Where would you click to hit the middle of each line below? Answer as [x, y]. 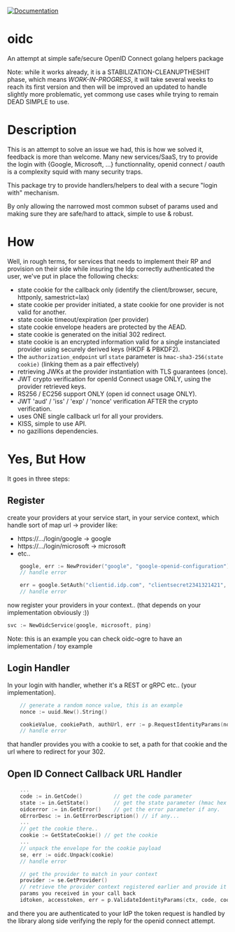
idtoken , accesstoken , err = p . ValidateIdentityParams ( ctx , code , [119, 900]
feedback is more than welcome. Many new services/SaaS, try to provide [113, 157]
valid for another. [42, 312]
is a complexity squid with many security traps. [75, 171]
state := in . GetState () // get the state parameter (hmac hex [123, 803]
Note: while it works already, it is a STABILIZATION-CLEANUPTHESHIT [109, 72]
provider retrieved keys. [52, 386]
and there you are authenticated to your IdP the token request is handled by [116, 913]
